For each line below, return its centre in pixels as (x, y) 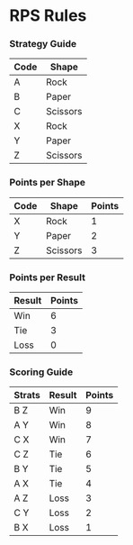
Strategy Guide (43, 44)
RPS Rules (48, 16)
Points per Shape (48, 183)
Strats (27, 395)
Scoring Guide (41, 372)
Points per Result (47, 277)
